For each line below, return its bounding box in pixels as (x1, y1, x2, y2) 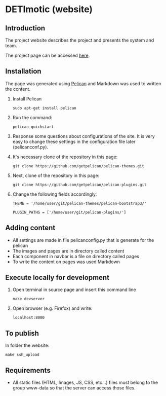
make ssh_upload (5, 352, 39, 357)
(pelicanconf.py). (12, 143, 49, 150)
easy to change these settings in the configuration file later (12, 138, 136, 145)
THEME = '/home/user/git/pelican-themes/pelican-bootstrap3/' (12, 201, 147, 206)
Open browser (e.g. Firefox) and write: (12, 305, 93, 311)
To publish (5, 329, 39, 338)
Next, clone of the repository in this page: (12, 172, 100, 178)
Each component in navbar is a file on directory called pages (12, 253, 140, 259)
